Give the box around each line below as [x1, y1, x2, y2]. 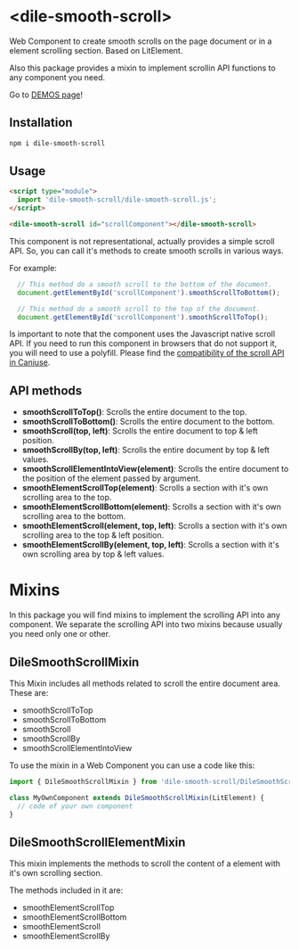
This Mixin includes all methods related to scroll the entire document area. [9, 678, 280, 689]
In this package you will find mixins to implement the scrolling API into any [9, 609, 280, 621]
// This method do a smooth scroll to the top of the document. [17, 304, 261, 313]
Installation [9, 115, 73, 130]
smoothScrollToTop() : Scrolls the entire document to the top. [21, 407, 247, 417]
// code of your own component [17, 801, 133, 811]
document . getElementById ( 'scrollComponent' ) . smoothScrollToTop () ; [17, 312, 269, 322]
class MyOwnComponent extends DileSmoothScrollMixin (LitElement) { [9, 793, 265, 802]
